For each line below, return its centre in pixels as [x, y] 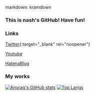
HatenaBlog [17, 64]
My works [17, 77]
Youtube [14, 54]
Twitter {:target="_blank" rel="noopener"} [48, 44]
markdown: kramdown [28, 7]
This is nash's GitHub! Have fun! [45, 20]
